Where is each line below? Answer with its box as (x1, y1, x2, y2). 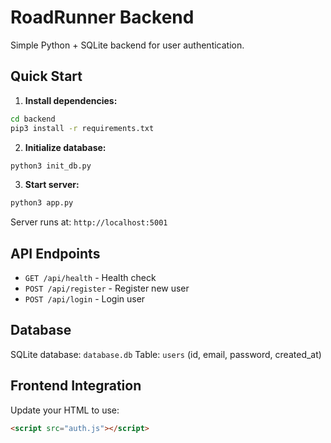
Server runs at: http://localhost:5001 (10, 216, 168, 228)
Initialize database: (24, 141, 107, 153)
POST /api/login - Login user (24, 293, 146, 305)
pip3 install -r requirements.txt (10, 123, 155, 133)
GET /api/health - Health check (24, 272, 157, 284)
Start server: (24, 179, 80, 191)
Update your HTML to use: (10, 404, 120, 416)
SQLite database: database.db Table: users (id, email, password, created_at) (10, 348, 322, 360)
